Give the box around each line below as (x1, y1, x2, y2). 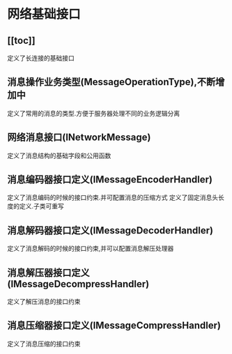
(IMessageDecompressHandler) (7, 278, 150, 290)
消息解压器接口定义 (7, 266, 90, 279)
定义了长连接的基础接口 (7, 54, 75, 62)
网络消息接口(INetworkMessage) (7, 132, 151, 144)
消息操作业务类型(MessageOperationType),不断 (7, 76, 216, 88)
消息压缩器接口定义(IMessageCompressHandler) (7, 320, 222, 332)
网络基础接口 (7, 6, 82, 22)
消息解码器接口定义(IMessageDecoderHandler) (7, 224, 214, 236)
